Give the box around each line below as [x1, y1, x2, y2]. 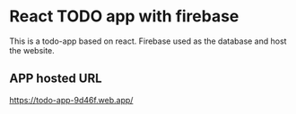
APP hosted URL [9, 71, 102, 86]
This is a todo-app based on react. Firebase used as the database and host [9, 36, 287, 46]
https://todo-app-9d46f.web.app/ [9, 94, 134, 105]
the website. [9, 45, 56, 55]
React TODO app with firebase [9, 6, 239, 27]
